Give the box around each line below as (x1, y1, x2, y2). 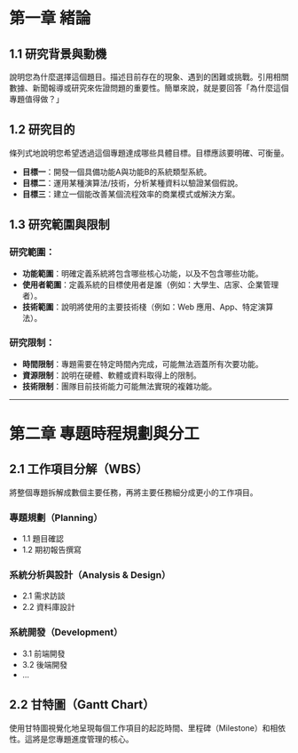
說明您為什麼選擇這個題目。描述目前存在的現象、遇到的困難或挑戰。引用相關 (9, 72, 289, 82)
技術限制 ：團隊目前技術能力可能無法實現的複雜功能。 (21, 381, 217, 391)
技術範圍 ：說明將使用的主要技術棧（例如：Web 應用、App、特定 (21, 301, 259, 312)
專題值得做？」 (9, 94, 64, 104)
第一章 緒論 (9, 8, 91, 28)
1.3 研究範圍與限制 (9, 217, 111, 232)
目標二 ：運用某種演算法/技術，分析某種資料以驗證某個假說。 (21, 177, 243, 188)
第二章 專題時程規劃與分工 (9, 423, 200, 444)
